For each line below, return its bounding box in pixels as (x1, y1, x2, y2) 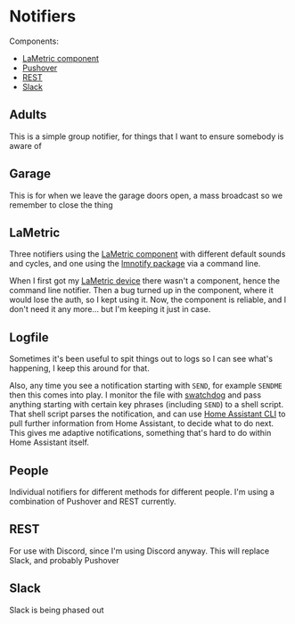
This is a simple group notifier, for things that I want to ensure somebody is (9, 131, 284, 142)
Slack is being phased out (9, 604, 104, 615)
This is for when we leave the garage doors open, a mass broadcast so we (9, 190, 283, 201)
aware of (9, 140, 42, 151)
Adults (9, 107, 47, 122)
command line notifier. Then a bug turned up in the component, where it (9, 285, 274, 296)
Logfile (9, 330, 49, 345)
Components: (9, 36, 60, 46)
